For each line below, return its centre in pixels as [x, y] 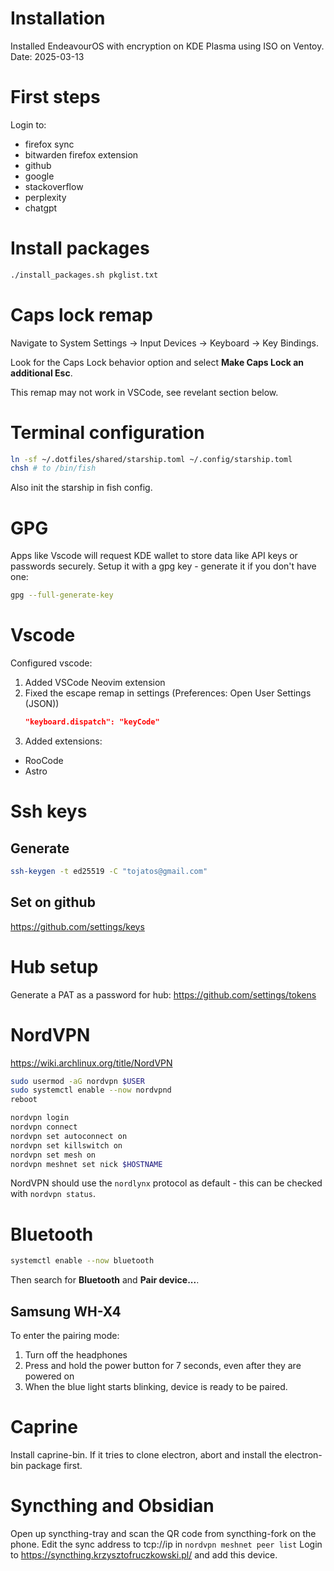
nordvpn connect [44, 1127]
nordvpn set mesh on [53, 1155]
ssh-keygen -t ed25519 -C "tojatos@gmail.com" [109, 871]
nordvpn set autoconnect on [69, 1136]
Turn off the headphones [76, 1355]
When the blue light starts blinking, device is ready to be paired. [156, 1386]
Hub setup [54, 966]
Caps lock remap [81, 314]
